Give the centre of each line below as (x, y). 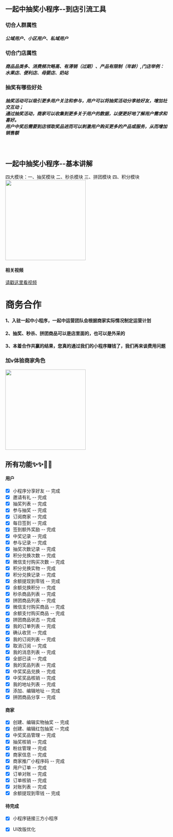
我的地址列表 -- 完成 (34, 684)
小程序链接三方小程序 (35, 818)
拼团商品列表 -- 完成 (34, 601)
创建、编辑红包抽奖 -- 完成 (41, 729)
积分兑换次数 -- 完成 (34, 555)
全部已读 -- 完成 (30, 658)
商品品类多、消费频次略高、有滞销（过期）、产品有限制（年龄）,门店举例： (85, 66)
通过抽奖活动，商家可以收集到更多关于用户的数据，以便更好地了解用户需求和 (86, 113)
